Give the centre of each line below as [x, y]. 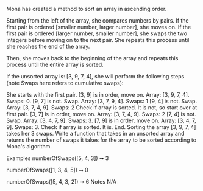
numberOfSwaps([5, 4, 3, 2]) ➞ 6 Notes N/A [62, 182]
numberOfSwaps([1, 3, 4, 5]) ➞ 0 [47, 170]
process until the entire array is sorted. [55, 64]
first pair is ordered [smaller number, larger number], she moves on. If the [99, 27]
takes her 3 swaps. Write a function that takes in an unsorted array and [95, 134]
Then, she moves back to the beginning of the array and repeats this [92, 58]
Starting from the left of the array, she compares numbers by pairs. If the [98, 20]
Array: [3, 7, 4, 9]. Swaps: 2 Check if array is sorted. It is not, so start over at [102, 108]
